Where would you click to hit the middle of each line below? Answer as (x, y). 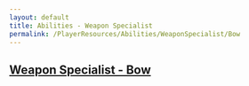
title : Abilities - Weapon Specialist (81, 26)
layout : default (39, 17)
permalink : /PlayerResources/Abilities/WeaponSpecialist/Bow (125, 34)
